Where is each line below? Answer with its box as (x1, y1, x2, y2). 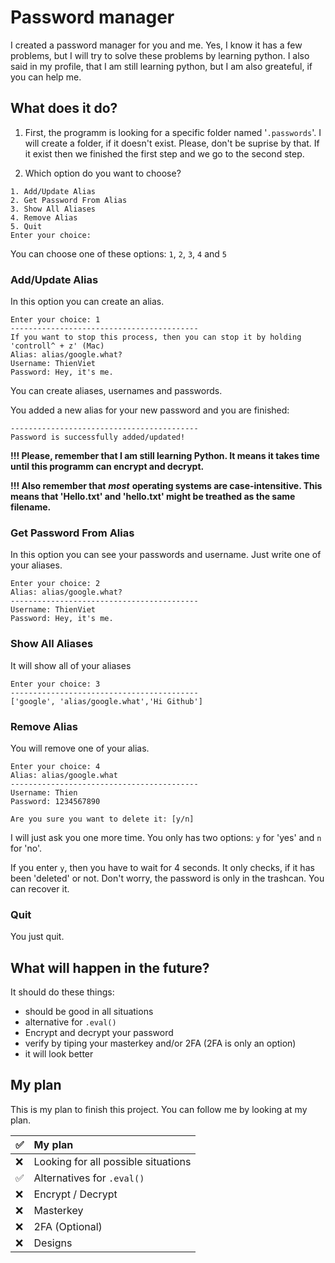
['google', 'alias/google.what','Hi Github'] (10, 696, 203, 706)
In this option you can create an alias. (10, 296, 165, 308)
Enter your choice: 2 (10, 579, 101, 589)
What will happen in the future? (10, 959, 210, 976)
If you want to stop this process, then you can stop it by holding (10, 332, 302, 343)
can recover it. (10, 882, 70, 895)
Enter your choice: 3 (10, 679, 101, 689)
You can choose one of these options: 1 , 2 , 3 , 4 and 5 (10, 247, 227, 260)
